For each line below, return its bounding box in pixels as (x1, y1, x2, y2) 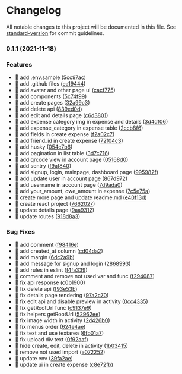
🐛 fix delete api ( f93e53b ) (14, 285, 78, 293)
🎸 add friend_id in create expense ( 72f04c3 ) (14, 137, 123, 144)
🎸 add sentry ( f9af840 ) (14, 162, 72, 169)
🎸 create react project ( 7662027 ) (14, 200, 95, 208)
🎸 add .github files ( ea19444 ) (14, 80, 86, 87)
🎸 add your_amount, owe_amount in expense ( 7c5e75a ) (14, 188, 151, 195)
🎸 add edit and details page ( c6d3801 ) (14, 112, 108, 119)
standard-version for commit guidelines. (6, 29, 104, 36)
